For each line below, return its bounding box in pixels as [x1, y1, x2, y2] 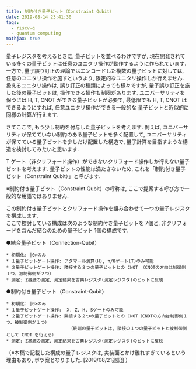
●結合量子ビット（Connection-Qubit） [6, 240, 100, 246]
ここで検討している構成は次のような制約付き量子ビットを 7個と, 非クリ [6, 220, 177, 226]
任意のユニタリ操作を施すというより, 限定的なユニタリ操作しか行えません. [6, 74, 184, 81]
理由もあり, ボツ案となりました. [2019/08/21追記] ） [6, 357, 131, 363]
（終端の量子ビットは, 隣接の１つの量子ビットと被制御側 [68, 326, 187, 332]
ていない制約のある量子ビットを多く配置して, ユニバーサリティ [36, 131, 187, 138]
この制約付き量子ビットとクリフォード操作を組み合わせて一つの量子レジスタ [6, 205, 190, 211]
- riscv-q [11, 25, 35, 31]
